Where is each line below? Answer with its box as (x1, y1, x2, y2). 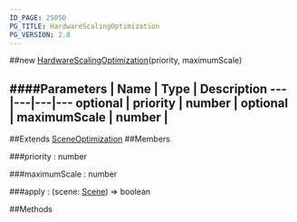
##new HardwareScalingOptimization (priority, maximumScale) (9, 55, 243, 66)
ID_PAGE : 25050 (9, 13, 67, 23)
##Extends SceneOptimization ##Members (9, 133, 170, 145)
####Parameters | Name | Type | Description (9, 81, 268, 96)
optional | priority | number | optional (75, 95, 288, 111)
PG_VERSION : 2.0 (9, 30, 71, 39)
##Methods (9, 204, 53, 215)
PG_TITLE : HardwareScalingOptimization (9, 22, 160, 31)
